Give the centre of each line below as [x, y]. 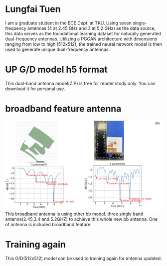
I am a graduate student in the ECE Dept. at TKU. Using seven [69, 23]
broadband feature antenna [63, 109]
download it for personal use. [35, 89]
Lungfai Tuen [33, 9]
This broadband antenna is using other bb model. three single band [74, 214]
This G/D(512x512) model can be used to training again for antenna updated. [83, 258]
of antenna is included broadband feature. [48, 224]
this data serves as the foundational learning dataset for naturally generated [83, 33]
